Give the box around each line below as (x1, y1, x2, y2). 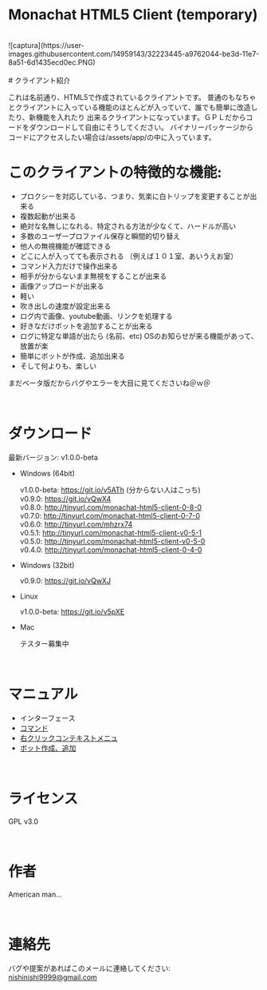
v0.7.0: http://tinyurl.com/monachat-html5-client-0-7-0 (19, 511, 201, 520)
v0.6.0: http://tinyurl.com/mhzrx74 (19, 519, 133, 529)
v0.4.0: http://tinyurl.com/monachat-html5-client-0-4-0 (19, 545, 202, 555)
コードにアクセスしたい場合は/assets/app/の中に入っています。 (8, 132, 216, 141)
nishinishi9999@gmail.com (8, 972, 97, 982)
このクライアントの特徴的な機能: (8, 164, 222, 181)
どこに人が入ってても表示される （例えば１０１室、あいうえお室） (19, 251, 238, 260)
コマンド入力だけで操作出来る (19, 261, 118, 271)
